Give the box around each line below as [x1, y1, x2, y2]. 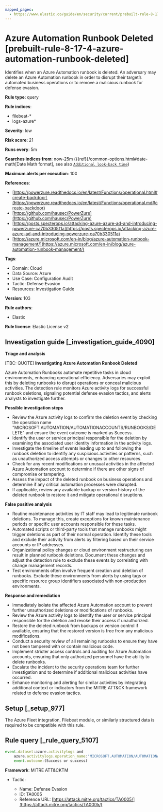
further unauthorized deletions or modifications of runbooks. [12, 607, 133, 613]
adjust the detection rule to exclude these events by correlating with [12, 557, 148, 563]
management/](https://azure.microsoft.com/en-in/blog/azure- [12, 241, 136, 247]
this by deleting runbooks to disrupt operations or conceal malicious [5, 380, 142, 386]
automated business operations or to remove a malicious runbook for [5, 80, 143, 86]
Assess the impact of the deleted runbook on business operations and [12, 477, 153, 482]
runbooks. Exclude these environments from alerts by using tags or [12, 573, 147, 579]
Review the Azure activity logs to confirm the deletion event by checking [12, 414, 157, 420]
